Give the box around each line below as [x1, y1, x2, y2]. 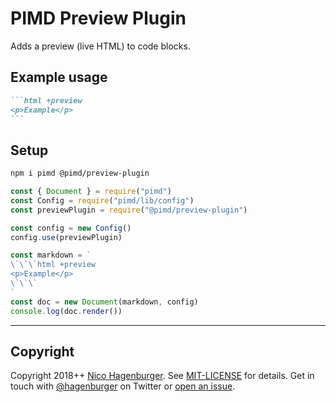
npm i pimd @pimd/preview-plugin [10, 168, 150, 179]
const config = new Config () [10, 223, 132, 233]
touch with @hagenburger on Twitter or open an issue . [10, 380, 236, 392]
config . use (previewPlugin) [10, 232, 123, 242]
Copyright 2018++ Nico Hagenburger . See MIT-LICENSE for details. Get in [10, 370, 315, 382]
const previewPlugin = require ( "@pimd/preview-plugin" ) [10, 205, 248, 215]
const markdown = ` [10, 250, 92, 261]
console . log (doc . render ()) [10, 306, 123, 316]
